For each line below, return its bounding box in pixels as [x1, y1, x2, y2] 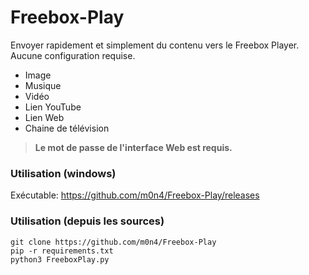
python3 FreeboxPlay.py [10, 254, 110, 265]
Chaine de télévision [24, 122, 110, 134]
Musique [24, 79, 62, 91]
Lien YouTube [24, 101, 82, 113]
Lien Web [24, 111, 65, 123]
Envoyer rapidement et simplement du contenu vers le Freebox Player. [10, 39, 300, 51]
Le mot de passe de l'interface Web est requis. [34, 141, 233, 153]
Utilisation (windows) [10, 166, 117, 180]
